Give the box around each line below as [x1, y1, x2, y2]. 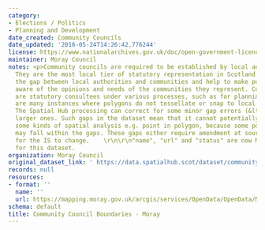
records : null [8, 166, 55, 174]
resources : [8, 173, 44, 182]
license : [8, 48, 37, 56]
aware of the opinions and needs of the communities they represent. [15, 85, 248, 93]
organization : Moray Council [8, 151, 104, 159]
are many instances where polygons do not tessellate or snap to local [15, 100, 256, 107]
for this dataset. [15, 144, 77, 152]
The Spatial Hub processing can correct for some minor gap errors [15, 107, 242, 115]
